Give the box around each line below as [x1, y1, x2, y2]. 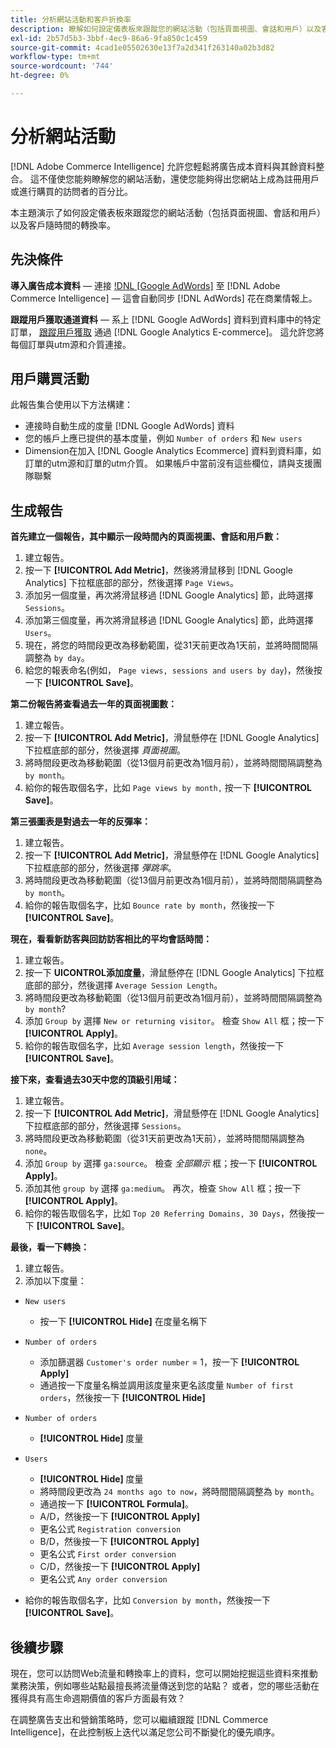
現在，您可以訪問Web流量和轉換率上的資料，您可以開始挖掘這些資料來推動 [10, 1667, 318, 1680]
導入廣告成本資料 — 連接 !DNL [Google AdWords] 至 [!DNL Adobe [10, 279, 281, 291]
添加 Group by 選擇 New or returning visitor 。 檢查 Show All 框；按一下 [24, 1015, 325, 1027]
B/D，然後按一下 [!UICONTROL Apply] [39, 1536, 200, 1548]
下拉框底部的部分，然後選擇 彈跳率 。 [24, 862, 177, 874]
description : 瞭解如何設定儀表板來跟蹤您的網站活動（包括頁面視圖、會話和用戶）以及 [10, 24, 322, 34]
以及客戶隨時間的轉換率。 [10, 219, 116, 231]
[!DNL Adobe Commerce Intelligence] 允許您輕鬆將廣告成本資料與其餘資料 [10, 160, 317, 172]
